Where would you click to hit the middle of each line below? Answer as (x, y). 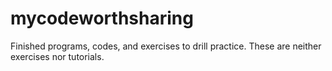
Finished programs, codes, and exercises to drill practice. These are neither (166, 46)
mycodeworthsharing (102, 18)
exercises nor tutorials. (57, 56)
